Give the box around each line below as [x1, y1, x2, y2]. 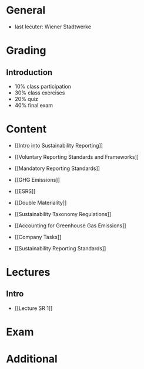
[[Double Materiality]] [14, 199, 67, 206]
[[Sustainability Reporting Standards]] [14, 244, 106, 252]
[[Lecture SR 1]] [14, 305, 53, 312]
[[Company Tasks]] [14, 233, 62, 240]
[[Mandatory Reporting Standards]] [14, 165, 100, 172]
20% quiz [14, 95, 38, 102]
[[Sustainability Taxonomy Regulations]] [14, 210, 112, 217]
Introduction [6, 67, 53, 77]
